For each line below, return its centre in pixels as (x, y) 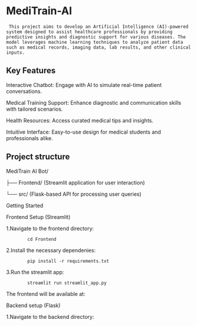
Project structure (38, 157)
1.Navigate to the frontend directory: (50, 228)
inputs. (16, 52)
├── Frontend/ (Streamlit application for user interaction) (76, 182)
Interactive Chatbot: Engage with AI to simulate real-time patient (84, 85)
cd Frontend (42, 239)
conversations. (24, 91)
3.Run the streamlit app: (35, 272)
